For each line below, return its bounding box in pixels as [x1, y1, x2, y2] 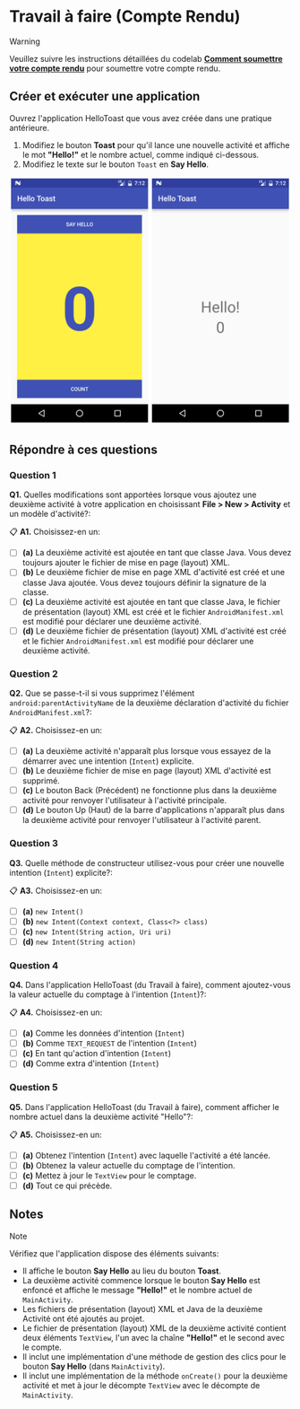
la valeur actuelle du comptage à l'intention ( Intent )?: [9, 989, 207, 1000]
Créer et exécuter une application [9, 89, 201, 104]
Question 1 [9, 469, 56, 482]
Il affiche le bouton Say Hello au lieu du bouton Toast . [21, 1265, 222, 1276]
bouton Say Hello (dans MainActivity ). [21, 1361, 166, 1371]
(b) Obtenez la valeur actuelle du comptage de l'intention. [21, 1160, 236, 1170]
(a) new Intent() [21, 906, 84, 916]
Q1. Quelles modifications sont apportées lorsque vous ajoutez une [9, 489, 257, 500]
